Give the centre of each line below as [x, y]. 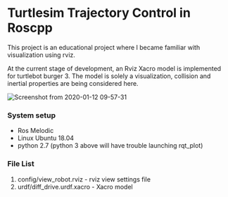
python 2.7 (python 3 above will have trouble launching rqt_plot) [110, 146]
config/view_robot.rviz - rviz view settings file [84, 179]
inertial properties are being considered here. [73, 83]
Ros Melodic [36, 131]
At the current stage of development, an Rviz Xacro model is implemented [114, 68]
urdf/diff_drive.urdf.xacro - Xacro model [75, 186]
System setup [32, 115]
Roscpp [30, 28]
